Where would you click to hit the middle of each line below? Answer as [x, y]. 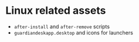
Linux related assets [56, 11]
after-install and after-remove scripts [62, 26]
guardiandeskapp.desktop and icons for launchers [73, 32]
